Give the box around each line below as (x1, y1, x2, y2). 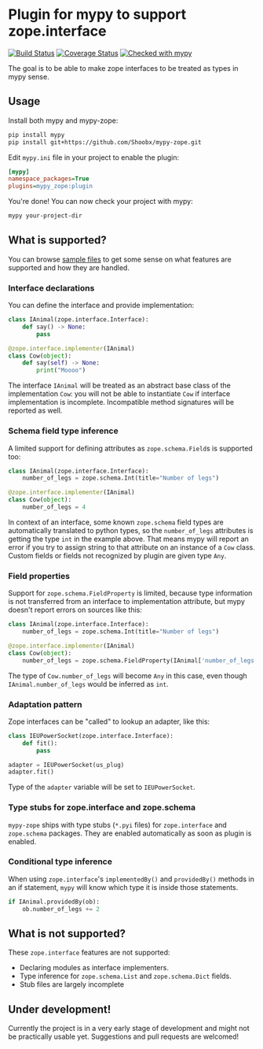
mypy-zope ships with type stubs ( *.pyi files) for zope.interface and (8, 820, 228, 829)
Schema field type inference (8, 425, 119, 436)
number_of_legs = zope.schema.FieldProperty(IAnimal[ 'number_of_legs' (22, 656, 258, 665)
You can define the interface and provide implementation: (8, 301, 195, 310)
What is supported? (8, 234, 108, 247)
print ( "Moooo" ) (36, 366, 86, 375)
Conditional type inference (8, 856, 112, 867)
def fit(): (22, 739, 58, 747)
